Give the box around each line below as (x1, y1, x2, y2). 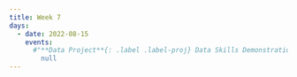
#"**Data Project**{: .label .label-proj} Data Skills (32, 46, 240, 55)
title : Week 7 (9, 12, 62, 22)
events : (25, 37, 53, 47)
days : (9, 21, 29, 30)
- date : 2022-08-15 (17, 29, 89, 38)
